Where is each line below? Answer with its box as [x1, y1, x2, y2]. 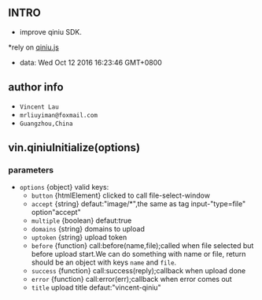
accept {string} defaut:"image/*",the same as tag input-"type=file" [31, 199, 246, 209]
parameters [8, 165, 54, 176]
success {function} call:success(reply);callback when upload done [31, 266, 246, 276]
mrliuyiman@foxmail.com [19, 111, 98, 119]
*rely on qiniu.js [8, 43, 59, 52]
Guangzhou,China [19, 120, 73, 128]
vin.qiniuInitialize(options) [8, 141, 140, 154]
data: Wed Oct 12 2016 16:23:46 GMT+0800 [19, 57, 163, 67]
